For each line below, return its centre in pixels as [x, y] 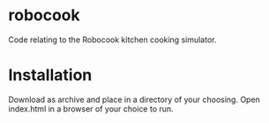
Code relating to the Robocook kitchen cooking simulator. [112, 40]
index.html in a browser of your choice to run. [91, 109]
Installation [50, 75]
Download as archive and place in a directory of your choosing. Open [134, 99]
